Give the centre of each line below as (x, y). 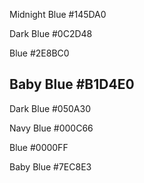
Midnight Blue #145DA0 (58, 14)
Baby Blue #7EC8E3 (50, 166)
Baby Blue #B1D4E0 (72, 84)
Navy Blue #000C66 (51, 128)
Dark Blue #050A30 (50, 108)
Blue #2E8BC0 (39, 53)
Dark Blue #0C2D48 (51, 33)
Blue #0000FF (39, 147)
